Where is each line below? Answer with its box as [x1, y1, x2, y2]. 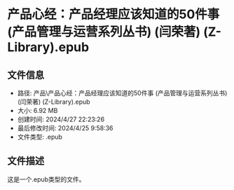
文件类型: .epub [17, 133, 63, 141]
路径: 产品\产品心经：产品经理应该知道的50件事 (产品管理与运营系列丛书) [17, 89, 228, 97]
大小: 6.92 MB [17, 107, 58, 114]
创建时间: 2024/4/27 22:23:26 [17, 115, 105, 123]
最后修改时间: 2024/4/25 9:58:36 [17, 124, 113, 132]
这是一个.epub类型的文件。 [7, 175, 85, 183]
